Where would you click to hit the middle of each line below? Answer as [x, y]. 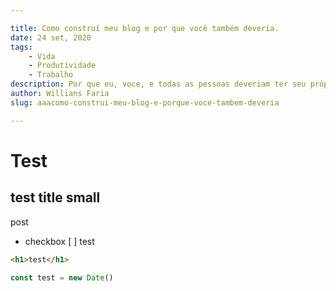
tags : [21, 47]
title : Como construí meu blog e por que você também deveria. [145, 28]
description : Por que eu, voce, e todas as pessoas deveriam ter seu [158, 84]
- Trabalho [51, 75]
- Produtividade [62, 66]
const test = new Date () [62, 277]
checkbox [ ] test [59, 241]
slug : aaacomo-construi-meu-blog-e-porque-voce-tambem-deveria [145, 102]
